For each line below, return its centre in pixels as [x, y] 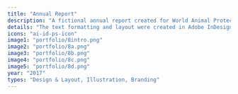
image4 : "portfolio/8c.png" [49, 60]
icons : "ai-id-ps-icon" [42, 34]
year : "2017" [27, 73]
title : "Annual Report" [42, 14]
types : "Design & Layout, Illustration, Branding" [84, 80]
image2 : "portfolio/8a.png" [49, 47]
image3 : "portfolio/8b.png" [49, 54]
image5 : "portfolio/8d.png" [49, 66]
